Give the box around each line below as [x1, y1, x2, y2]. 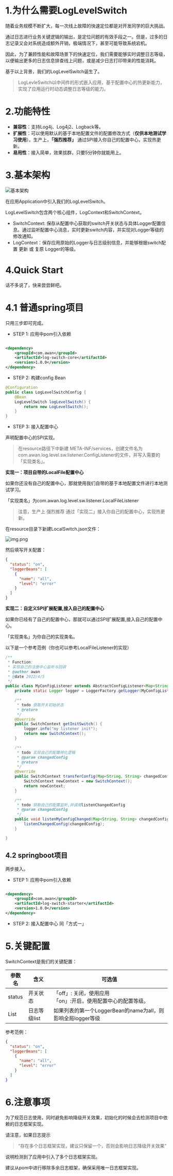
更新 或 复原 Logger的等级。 [19, 245, 79, 252]
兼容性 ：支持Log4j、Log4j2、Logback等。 [12, 124, 104, 130]
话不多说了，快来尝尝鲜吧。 [5, 282, 64, 288]
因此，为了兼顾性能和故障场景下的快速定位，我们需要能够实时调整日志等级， [5, 51, 168, 57]
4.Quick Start [5, 265, 63, 276]
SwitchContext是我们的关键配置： [5, 958, 77, 964]
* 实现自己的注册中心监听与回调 [7, 664, 66, 670]
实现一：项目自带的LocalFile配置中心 [5, 469, 84, 476]
